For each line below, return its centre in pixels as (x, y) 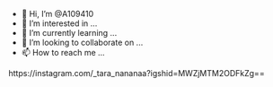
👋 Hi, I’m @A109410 (57, 14)
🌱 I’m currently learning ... (69, 33)
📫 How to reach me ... (63, 52)
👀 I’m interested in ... (59, 23)
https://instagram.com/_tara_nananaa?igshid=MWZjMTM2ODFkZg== (137, 73)
